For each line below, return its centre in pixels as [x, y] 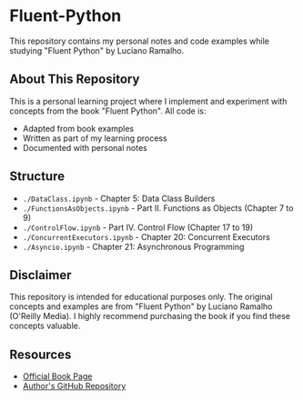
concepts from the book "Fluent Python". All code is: [108, 111]
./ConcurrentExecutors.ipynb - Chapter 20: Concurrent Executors [146, 236]
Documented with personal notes [85, 147]
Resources [40, 354]
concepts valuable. [45, 326]
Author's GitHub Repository [74, 386]
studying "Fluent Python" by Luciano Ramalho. [97, 50]
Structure [37, 177]
